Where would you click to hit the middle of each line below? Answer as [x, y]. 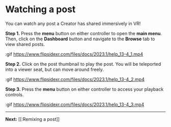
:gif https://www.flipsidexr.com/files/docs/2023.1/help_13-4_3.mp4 [75, 104]
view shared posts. [25, 44]
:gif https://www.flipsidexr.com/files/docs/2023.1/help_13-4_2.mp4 [75, 79]
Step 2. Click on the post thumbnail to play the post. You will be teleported [83, 64]
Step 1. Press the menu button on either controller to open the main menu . [83, 33]
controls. [15, 94]
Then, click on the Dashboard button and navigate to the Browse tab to [80, 39]
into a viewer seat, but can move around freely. [55, 69]
